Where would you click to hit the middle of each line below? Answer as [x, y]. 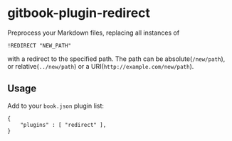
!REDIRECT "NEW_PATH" [39, 45]
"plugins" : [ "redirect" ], [63, 125]
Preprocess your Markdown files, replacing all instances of [94, 33]
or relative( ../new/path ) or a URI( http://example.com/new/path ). [101, 66]
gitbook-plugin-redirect [79, 13]
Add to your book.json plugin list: [56, 106]
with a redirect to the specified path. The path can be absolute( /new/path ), [116, 59]
